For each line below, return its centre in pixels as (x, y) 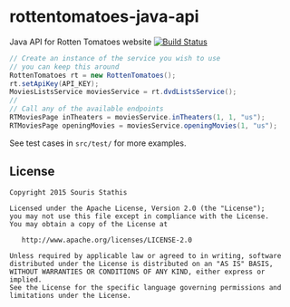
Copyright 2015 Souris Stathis (68, 192)
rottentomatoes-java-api (104, 17)
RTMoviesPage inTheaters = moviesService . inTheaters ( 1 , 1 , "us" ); (137, 118)
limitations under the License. (70, 295)
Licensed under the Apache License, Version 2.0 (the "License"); (137, 208)
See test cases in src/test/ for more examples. (98, 143)
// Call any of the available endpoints (87, 109)
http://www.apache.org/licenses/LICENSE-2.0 (107, 240)
